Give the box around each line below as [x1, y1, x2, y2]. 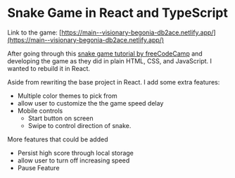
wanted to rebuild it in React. [7, 64, 90, 72]
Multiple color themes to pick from [17, 91, 118, 100]
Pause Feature [17, 163, 60, 172]
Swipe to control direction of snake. [27, 121, 132, 129]
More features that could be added [7, 135, 108, 144]
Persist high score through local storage [17, 148, 134, 157]
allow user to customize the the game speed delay [17, 98, 164, 107]
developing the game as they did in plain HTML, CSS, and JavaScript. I [7, 56, 212, 65]
